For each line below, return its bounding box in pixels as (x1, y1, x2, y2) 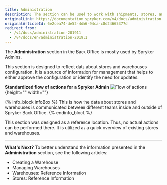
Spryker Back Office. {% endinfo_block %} (5, 109, 93, 115)
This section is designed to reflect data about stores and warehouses (5, 63, 147, 70)
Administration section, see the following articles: (5, 149, 108, 155)
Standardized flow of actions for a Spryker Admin (5, 84, 109, 90)
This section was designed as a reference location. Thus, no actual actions (5, 119, 159, 125)
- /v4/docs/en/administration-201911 (9, 35, 88, 40)
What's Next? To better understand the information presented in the (5, 144, 146, 150)
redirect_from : (5, 26, 37, 31)
